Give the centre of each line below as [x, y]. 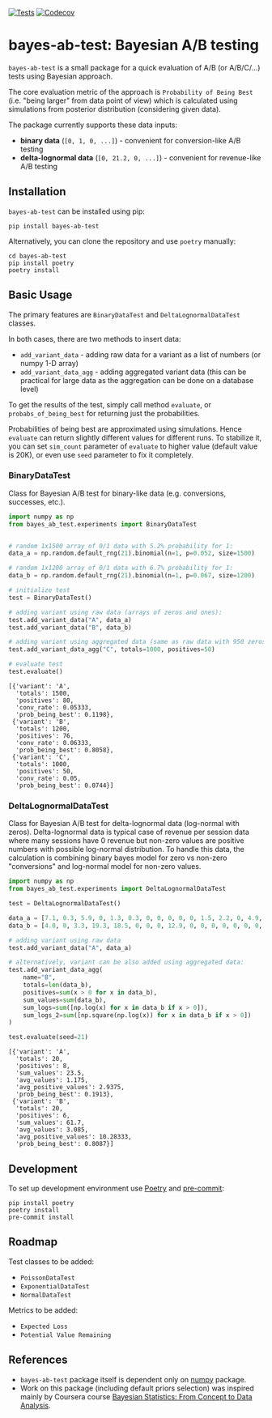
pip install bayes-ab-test [54, 226]
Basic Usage [40, 295]
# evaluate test [36, 664]
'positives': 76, [45, 736]
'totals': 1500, [43, 693]
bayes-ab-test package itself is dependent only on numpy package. [133, 1379]
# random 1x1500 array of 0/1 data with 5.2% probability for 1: [121, 546]
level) [29, 389]
